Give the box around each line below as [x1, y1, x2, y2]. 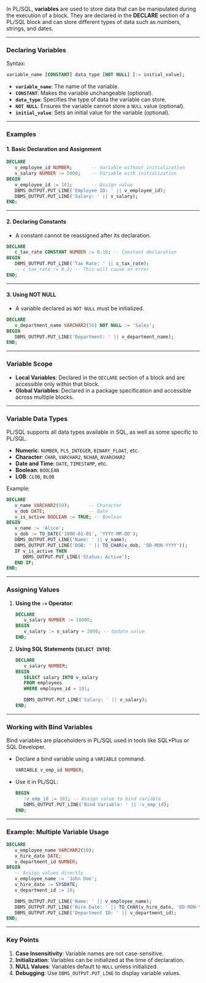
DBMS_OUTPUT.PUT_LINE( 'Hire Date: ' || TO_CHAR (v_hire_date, [14, 904, 174, 910]
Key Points [6, 936, 39, 944]
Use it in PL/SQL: [15, 778, 58, 786]
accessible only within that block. [15, 380, 100, 388]
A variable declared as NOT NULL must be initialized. [15, 304, 144, 312]
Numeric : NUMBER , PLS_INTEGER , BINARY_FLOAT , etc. [15, 447, 140, 454]
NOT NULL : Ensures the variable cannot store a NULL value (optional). [15, 103, 185, 110]
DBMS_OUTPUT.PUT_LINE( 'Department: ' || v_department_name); [14, 334, 174, 340]
